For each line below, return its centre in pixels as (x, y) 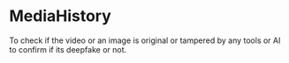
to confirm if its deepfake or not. (68, 49)
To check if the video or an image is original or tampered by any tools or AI (145, 40)
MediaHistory (61, 16)
